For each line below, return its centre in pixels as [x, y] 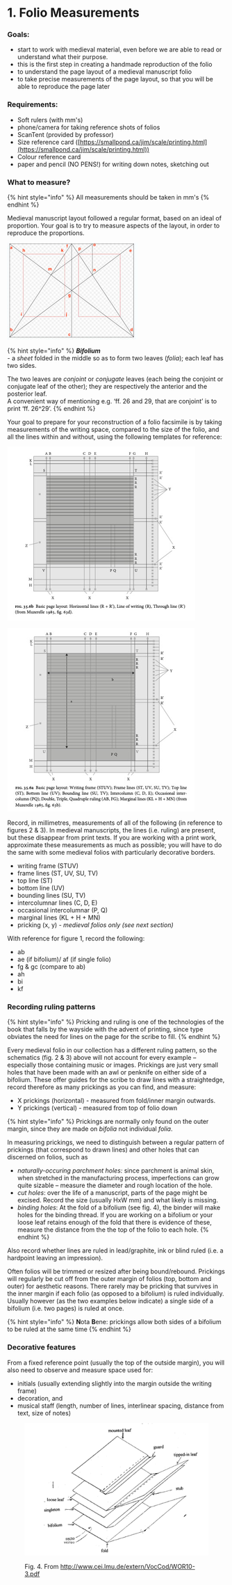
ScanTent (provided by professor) [65, 134]
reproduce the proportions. [46, 233]
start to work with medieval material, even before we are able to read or [119, 49]
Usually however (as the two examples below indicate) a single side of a [110, 1301]
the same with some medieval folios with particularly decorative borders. [111, 853]
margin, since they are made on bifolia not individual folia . [90, 1129]
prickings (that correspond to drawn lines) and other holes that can [103, 1150]
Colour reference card [49, 156]
